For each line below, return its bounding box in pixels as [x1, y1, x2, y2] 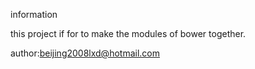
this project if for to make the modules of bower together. [10, 28, 247, 39]
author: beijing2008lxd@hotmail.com [10, 47, 160, 59]
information [10, 9, 58, 20]
